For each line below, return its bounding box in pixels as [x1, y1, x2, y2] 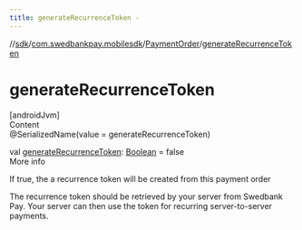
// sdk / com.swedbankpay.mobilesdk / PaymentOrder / [9, 38, 202, 49]
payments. [9, 210, 49, 221]
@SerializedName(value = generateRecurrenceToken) [9, 129, 211, 139]
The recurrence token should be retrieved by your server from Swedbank [9, 191, 284, 202]
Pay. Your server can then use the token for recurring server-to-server [9, 200, 273, 211]
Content [9, 119, 40, 129]
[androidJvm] [9, 110, 61, 120]
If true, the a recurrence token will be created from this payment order [9, 173, 271, 184]
